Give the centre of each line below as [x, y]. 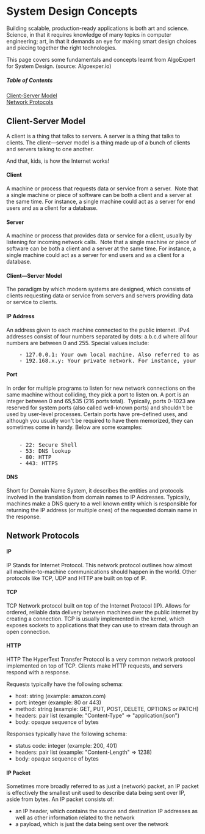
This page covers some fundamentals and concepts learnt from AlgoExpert [101, 59]
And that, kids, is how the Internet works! [58, 161]
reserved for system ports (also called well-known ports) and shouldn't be [100, 408]
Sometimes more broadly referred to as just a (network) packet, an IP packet [103, 786]
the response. [24, 516]
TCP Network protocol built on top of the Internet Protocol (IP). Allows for [98, 605]
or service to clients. [32, 302]
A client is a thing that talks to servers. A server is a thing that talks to [93, 136]
